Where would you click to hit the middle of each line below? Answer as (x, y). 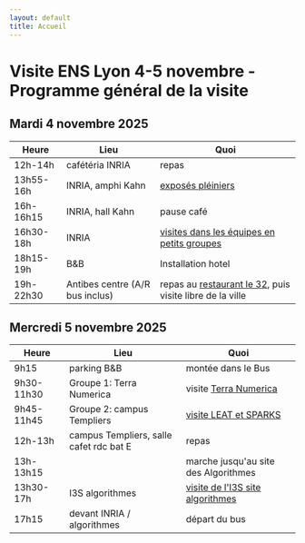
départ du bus (216, 519)
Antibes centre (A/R (108, 284)
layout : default (40, 18)
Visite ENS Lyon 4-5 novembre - (133, 71)
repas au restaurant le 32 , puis (225, 284)
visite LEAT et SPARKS (233, 415)
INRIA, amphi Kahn (106, 185)
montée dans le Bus (228, 369)
